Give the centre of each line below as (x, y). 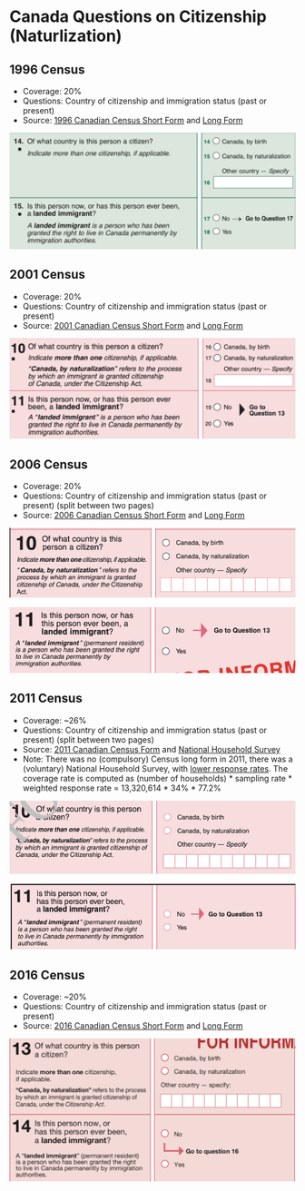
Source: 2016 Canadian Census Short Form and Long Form (133, 1026)
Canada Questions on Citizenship (138, 17)
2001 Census (48, 275)
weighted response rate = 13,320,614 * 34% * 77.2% (122, 788)
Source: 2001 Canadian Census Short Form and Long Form (133, 325)
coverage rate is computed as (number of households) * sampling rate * (157, 778)
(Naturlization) (66, 36)
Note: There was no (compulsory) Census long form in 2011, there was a (157, 759)
